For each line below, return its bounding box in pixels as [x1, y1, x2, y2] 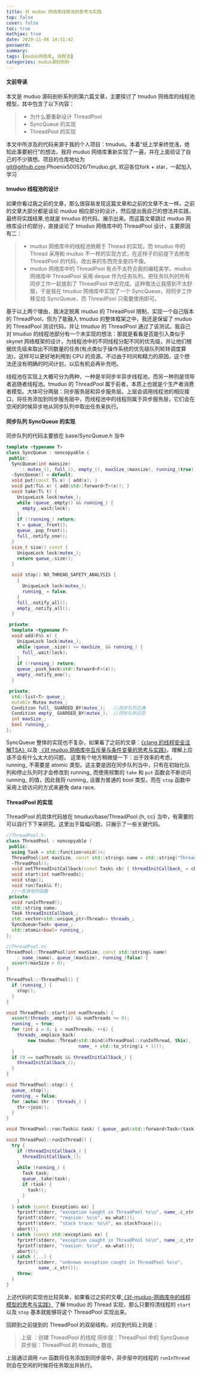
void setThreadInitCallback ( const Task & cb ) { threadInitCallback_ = [11, 866, 188, 872]
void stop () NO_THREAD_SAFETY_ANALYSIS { [11, 572, 117, 578]
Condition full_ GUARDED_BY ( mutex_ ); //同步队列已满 [11, 705, 146, 711]
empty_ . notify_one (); [17, 672, 71, 678]
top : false [6, 14, 33, 20]
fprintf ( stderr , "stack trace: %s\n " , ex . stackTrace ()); [17, 1221, 162, 1227]
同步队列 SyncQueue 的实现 [6, 418, 76, 425]
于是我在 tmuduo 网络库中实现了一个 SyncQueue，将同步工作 [40, 287, 193, 294]
